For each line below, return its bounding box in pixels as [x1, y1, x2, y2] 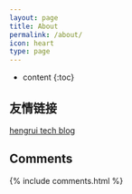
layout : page [9, 13, 59, 23]
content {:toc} [22, 72, 75, 82]
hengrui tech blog [9, 124, 75, 136]
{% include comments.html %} [9, 175, 124, 186]
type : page [9, 47, 51, 56]
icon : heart [9, 38, 54, 48]
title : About [9, 22, 59, 31]
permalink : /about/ [9, 30, 83, 39]
